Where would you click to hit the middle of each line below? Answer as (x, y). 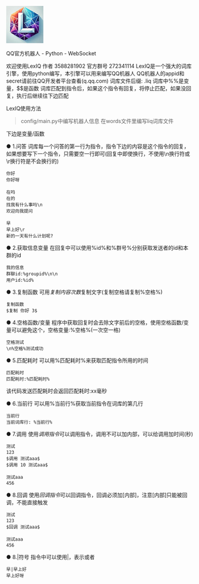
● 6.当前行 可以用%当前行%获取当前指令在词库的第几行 (75, 404)
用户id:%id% (20, 280)
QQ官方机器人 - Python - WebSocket (51, 53)
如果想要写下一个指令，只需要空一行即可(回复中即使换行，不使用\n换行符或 (98, 154)
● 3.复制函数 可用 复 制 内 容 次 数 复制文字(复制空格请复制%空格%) (84, 292)
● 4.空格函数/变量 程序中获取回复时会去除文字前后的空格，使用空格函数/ (95, 322)
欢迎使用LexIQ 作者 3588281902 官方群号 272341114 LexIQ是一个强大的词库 (99, 66)
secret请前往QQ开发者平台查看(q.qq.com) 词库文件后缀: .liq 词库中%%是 (95, 81)
